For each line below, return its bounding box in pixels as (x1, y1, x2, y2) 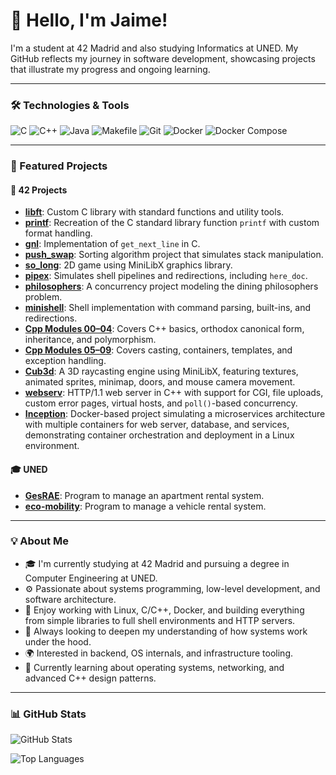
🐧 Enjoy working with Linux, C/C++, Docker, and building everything (24, 604, 305, 616)
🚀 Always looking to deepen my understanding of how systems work (24, 625, 308, 637)
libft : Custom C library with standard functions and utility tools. (24, 206, 285, 218)
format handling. (24, 227, 93, 239)
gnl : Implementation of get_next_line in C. (24, 238, 201, 250)
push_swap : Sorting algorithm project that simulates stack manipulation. (24, 249, 324, 261)
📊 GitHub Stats (10, 707, 87, 721)
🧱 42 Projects (10, 184, 68, 196)
